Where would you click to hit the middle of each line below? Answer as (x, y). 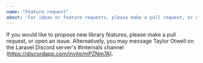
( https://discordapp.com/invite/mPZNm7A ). (60, 53)
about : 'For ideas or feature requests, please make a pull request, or (100, 17)
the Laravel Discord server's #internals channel (65, 47)
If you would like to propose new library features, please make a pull (91, 34)
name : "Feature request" (37, 12)
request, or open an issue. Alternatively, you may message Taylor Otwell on (100, 41)
